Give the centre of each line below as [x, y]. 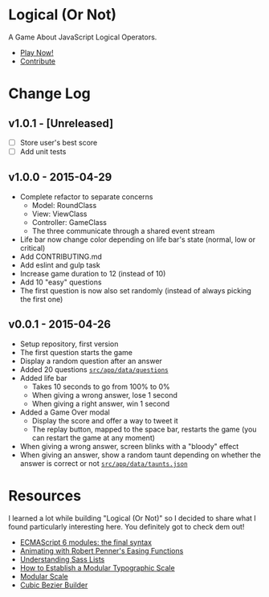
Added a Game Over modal [65, 412]
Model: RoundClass [64, 205]
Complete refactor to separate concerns [86, 196]
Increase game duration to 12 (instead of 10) [93, 273]
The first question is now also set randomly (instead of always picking [135, 290]
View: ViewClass [59, 214]
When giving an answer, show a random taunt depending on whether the [140, 455]
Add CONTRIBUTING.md [61, 256]
